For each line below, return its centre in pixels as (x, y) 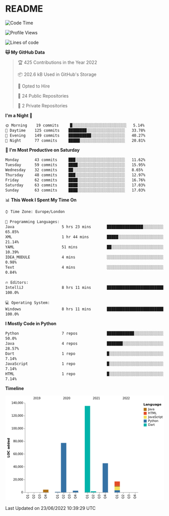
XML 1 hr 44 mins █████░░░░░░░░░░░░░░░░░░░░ (84, 237)
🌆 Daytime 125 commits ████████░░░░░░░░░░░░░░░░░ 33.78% (75, 130)
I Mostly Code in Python (31, 323)
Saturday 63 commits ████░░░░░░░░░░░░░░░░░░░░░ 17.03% (75, 185)
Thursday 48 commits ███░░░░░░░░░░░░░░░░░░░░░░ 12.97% (75, 175)
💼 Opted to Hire (34, 86)
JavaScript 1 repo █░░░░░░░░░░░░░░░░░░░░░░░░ (84, 364)
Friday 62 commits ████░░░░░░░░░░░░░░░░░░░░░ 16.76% (75, 180)
